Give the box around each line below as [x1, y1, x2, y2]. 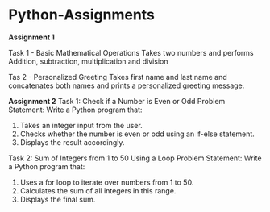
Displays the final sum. [19, 194, 96, 204]
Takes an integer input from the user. [19, 120, 143, 130]
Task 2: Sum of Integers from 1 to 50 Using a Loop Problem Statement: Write [8, 153, 262, 163]
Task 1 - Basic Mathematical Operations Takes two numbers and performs [8, 48, 254, 57]
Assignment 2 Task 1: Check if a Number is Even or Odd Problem [8, 96, 226, 106]
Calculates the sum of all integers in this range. [19, 185, 177, 195]
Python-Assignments [8, 6, 156, 24]
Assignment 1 [8, 32, 55, 42]
